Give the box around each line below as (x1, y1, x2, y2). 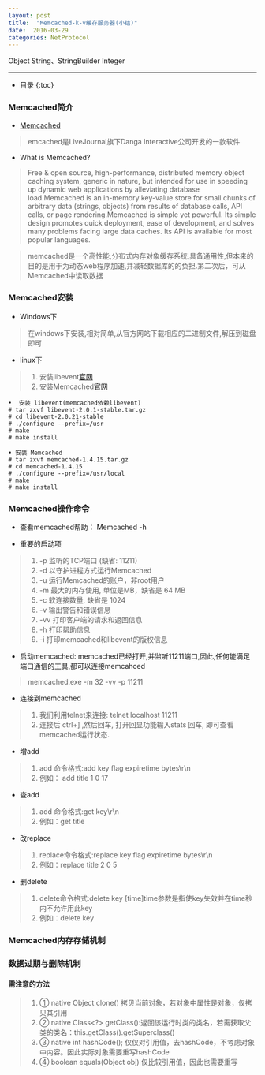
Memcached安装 (8, 293, 73, 304)
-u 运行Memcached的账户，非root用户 (39, 576, 165, 585)
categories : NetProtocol (8, 33, 90, 42)
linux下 (19, 355, 43, 364)
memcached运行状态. (39, 730, 110, 740)
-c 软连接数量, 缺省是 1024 (39, 595, 126, 605)
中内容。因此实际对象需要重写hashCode (39, 1047, 170, 1057)
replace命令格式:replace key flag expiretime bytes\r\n (39, 850, 213, 860)
